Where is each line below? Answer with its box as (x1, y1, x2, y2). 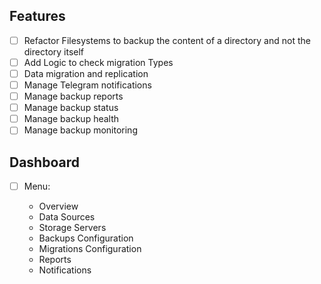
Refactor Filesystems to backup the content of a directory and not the (23, 34, 311, 46)
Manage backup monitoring (23, 124, 138, 136)
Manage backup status (23, 102, 119, 114)
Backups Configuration (38, 232, 134, 244)
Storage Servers (38, 222, 107, 234)
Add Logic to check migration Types (23, 56, 174, 68)
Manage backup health (23, 113, 120, 125)
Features (9, 8, 66, 25)
